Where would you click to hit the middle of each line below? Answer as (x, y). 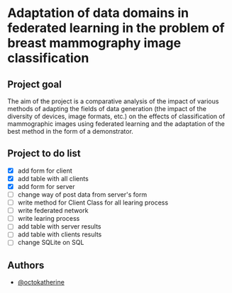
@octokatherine (41, 282)
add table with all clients (53, 178)
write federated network (53, 211)
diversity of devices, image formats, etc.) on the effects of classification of (116, 116)
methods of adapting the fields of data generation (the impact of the (107, 109)
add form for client (45, 171)
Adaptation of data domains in (98, 13)
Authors (26, 265)
